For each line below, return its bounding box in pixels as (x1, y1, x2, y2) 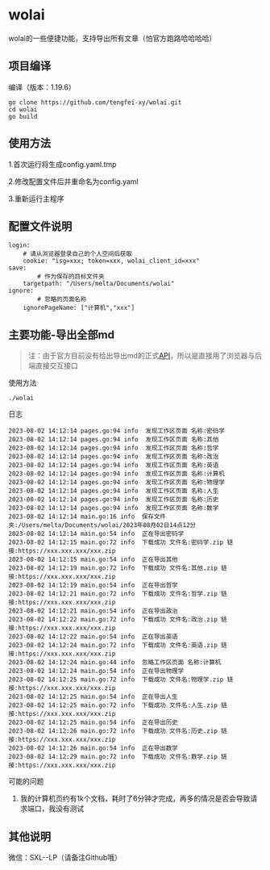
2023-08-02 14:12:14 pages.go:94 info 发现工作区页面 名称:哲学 (8, 444, 219, 453)
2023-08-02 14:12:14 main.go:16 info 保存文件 (8, 512, 167, 521)
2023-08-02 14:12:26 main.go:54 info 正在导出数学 (8, 744, 179, 752)
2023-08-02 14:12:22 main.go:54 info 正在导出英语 (8, 633, 179, 641)
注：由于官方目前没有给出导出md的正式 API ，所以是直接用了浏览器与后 (27, 351, 263, 361)
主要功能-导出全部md (8, 328, 115, 341)
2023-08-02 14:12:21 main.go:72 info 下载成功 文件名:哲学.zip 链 (8, 590, 227, 598)
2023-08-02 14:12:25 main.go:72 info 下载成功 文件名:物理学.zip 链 (8, 676, 234, 684)
